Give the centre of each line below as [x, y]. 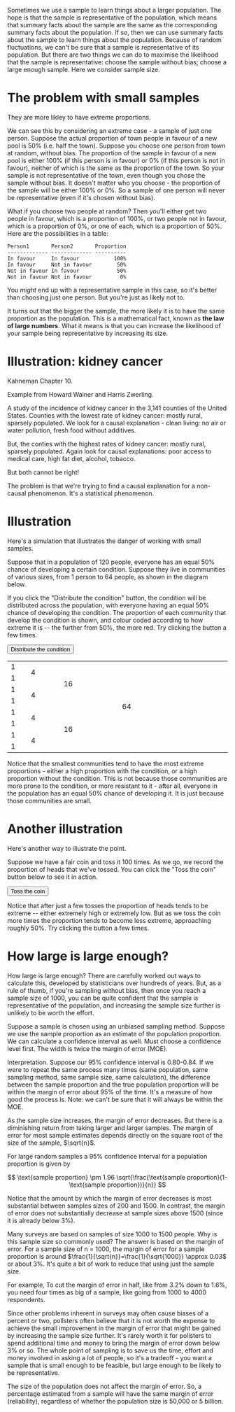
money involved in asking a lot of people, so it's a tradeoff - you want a [109, 1357]
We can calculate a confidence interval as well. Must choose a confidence [114, 1041]
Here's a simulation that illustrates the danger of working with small [104, 541]
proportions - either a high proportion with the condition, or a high [102, 771]
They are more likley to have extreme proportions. [79, 117]
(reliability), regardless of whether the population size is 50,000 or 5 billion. [115, 1401]
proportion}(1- [207, 1177]
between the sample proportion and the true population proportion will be [113, 1085]
